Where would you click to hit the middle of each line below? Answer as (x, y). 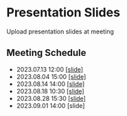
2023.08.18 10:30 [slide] (50, 91)
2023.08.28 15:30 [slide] (51, 98)
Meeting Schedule (46, 53)
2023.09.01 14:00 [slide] (50, 105)
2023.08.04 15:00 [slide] (51, 76)
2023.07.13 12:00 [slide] (50, 69)
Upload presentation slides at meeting (60, 31)
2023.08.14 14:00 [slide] (50, 84)
